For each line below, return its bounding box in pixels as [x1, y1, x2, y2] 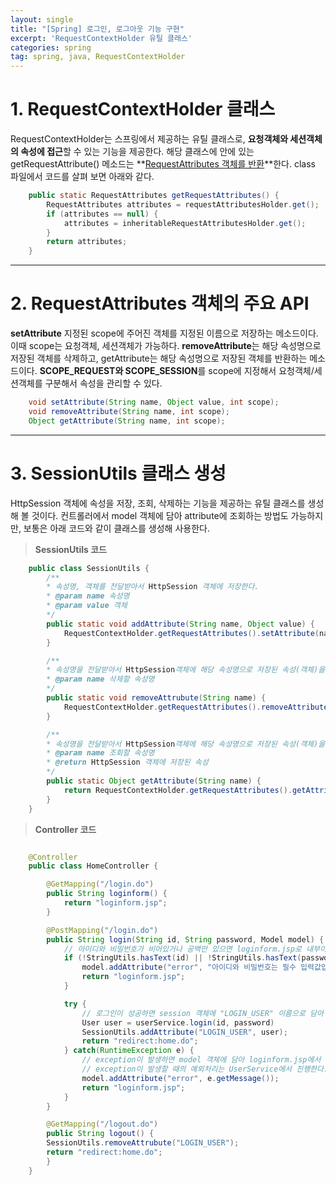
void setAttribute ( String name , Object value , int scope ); [28, 397, 280, 408]
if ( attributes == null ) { [46, 209, 159, 219]
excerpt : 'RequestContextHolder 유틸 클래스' [10, 33, 193, 43]
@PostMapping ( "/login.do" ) [46, 925, 159, 935]
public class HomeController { [28, 861, 159, 871]
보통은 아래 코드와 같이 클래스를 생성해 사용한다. [23, 522, 210, 534]
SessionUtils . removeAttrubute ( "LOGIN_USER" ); [46, 1138, 240, 1148]
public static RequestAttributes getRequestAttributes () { [28, 191, 280, 201]
